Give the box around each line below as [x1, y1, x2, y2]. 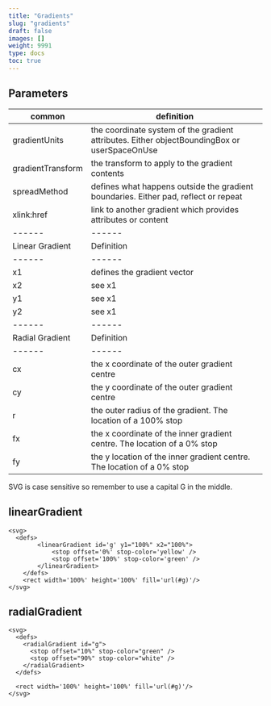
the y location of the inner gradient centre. [90, 451, 251, 462]
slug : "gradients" [8, 19, 70, 27]
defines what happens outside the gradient [90, 181, 254, 192]
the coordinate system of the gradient [90, 124, 234, 136]
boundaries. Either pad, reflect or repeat [90, 190, 243, 202]
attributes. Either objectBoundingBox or [90, 134, 240, 145]
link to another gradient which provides [90, 203, 240, 215]
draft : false [8, 27, 52, 35]
